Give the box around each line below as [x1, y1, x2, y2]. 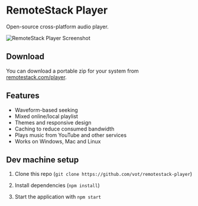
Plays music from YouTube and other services [14, 131, 127, 139]
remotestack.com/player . [6, 73, 67, 80]
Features [6, 91, 40, 101]
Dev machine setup [6, 155, 79, 165]
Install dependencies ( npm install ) [14, 182, 100, 189]
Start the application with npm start [14, 193, 102, 201]
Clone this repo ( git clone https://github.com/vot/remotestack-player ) [14, 171, 193, 178]
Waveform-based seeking [14, 106, 78, 113]
